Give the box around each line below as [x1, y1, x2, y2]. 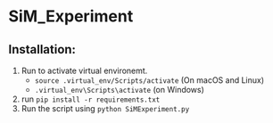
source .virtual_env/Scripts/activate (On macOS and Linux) [34, 75, 265, 86]
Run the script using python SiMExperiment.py [21, 103, 190, 113]
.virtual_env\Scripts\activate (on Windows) [34, 85, 204, 94]
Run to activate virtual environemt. [21, 65, 148, 76]
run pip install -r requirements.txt [21, 94, 161, 104]
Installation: [8, 42, 77, 57]
